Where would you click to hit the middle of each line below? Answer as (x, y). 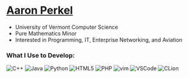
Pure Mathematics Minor (46, 33)
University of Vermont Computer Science (66, 27)
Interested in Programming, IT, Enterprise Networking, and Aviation (99, 40)
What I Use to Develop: (41, 55)
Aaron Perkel (40, 10)
